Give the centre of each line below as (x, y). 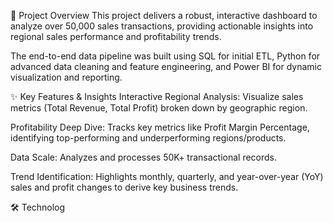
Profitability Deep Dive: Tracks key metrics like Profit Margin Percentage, (160, 127)
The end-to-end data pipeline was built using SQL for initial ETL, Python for (165, 56)
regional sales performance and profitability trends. (116, 36)
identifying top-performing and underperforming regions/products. (148, 138)
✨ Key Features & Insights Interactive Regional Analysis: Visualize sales (157, 96)
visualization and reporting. (66, 77)
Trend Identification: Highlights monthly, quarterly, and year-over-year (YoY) (167, 176)
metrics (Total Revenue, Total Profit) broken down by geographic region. (159, 108)
